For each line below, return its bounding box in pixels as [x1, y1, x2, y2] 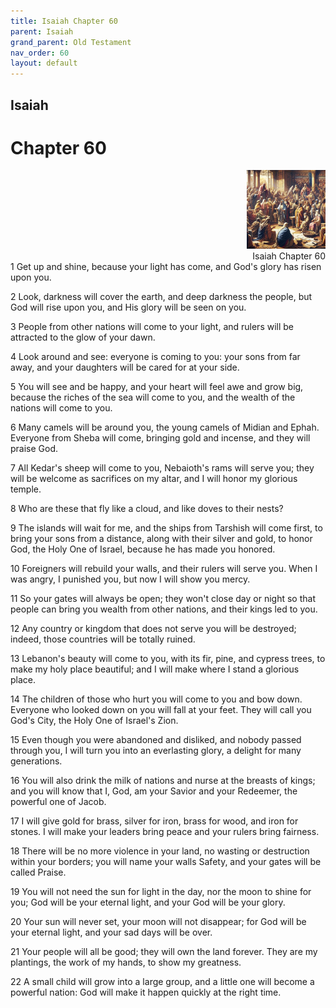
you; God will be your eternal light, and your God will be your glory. [10, 896, 286, 909]
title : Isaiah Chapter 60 [10, 16, 118, 26]
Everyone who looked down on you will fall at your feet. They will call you [10, 704, 312, 716]
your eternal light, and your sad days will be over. [10, 926, 213, 939]
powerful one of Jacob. [10, 796, 107, 808]
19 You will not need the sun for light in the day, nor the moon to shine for [10, 886, 312, 898]
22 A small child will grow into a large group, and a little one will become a [10, 976, 315, 988]
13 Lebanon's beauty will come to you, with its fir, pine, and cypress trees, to [10, 653, 326, 665]
